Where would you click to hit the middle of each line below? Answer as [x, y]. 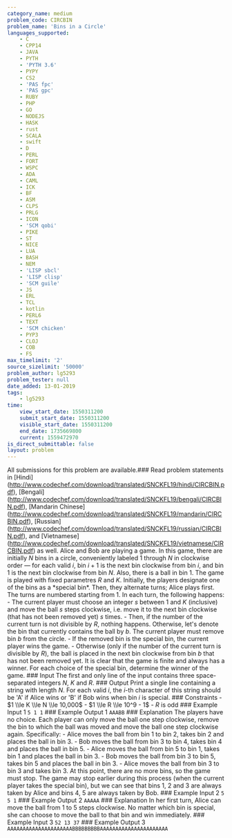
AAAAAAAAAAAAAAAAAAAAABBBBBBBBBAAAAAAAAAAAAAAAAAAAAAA [88, 829]
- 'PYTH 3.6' [38, 65]
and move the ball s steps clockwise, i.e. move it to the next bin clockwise [112, 609]
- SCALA [30, 135]
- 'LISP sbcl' [40, 270]
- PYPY [29, 71]
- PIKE [29, 232]
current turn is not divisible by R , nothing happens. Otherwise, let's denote [113, 624]
